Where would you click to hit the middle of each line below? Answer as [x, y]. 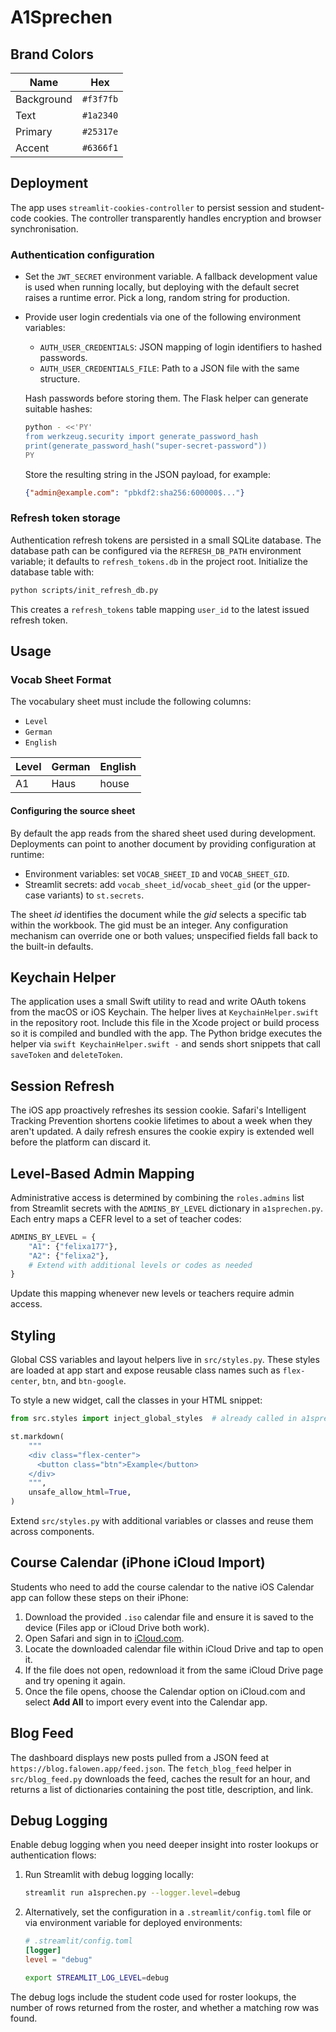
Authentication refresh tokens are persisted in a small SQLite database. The [166, 540]
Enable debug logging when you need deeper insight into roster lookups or [164, 1845]
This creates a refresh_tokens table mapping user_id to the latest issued [160, 609]
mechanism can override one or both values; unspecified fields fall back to [164, 935]
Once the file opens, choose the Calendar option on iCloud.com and [165, 1691]
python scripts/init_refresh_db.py [84, 590]
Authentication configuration [82, 254]
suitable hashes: [58, 409]
